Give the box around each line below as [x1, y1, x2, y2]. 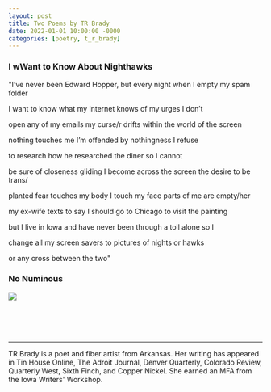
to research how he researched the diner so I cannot [8, 150, 183, 160]
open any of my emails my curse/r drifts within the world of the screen [8, 119, 242, 129]
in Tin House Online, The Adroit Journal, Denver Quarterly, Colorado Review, [8, 357, 262, 367]
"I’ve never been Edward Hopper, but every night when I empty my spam [8, 79, 251, 89]
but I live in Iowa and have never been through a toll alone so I [8, 221, 215, 231]
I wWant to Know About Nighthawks [8, 61, 153, 73]
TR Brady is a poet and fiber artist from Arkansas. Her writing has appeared [8, 348, 260, 358]
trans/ [8, 175, 28, 184]
